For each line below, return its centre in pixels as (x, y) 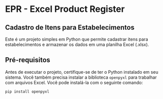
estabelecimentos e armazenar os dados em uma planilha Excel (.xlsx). (77, 45)
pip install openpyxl (27, 92)
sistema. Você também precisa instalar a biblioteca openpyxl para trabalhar (81, 77)
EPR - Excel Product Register (65, 9)
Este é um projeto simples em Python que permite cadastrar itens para (77, 39)
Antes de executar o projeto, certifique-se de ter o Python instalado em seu (82, 72)
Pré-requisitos (28, 60)
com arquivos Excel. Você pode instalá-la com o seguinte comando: (74, 82)
